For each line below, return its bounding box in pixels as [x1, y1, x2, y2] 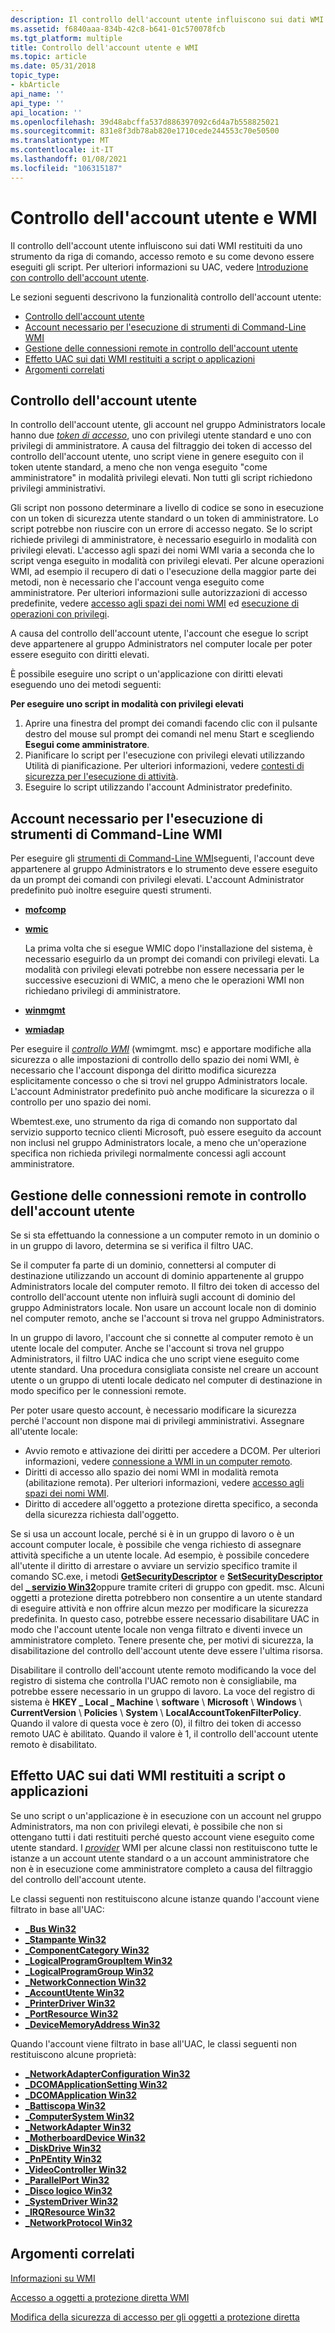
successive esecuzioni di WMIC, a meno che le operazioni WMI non [24, 974, 305, 986]
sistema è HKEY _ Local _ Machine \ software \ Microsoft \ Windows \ [10, 1696, 303, 1708]
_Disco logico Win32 [24, 2184, 113, 2196]
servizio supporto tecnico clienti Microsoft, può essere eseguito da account [10, 1126, 322, 1138]
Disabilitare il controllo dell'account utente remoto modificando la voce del [10, 1664, 317, 1676]
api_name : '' [10, 89, 65, 99]
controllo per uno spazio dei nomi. [10, 1096, 152, 1108]
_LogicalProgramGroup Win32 [24, 1965, 154, 1977]
